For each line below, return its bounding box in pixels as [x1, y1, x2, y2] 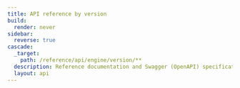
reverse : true [14, 37, 56, 44]
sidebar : [7, 30, 34, 38]
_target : [14, 50, 40, 57]
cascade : [7, 43, 34, 50]
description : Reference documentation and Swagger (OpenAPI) [14, 63, 200, 70]
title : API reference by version [7, 10, 107, 18]
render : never [14, 23, 56, 31]
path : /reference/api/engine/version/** [20, 57, 142, 64]
